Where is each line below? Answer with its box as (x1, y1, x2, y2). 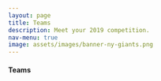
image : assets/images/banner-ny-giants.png (8, 41, 154, 49)
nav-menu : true (8, 33, 58, 42)
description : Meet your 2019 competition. (8, 26, 150, 34)
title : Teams (8, 19, 51, 27)
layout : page (8, 11, 51, 20)
